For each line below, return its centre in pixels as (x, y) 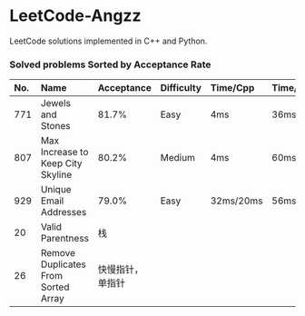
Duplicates (63, 264)
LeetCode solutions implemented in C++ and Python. (108, 41)
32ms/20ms (236, 201)
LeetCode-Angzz (75, 16)
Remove (58, 253)
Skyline (56, 175)
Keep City (62, 163)
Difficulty (181, 88)
